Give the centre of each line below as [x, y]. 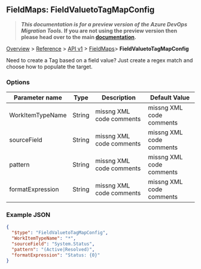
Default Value [170, 98]
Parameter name [38, 98]
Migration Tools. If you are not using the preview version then [99, 31]
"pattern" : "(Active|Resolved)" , [53, 249]
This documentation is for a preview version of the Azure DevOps [104, 24]
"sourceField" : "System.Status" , [53, 244]
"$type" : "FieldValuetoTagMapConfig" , [60, 233]
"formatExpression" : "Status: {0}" [56, 255]
